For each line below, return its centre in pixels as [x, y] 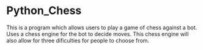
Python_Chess [44, 11]
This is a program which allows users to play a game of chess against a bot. [102, 27]
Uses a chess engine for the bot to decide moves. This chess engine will [98, 34]
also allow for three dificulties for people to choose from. [78, 40]
